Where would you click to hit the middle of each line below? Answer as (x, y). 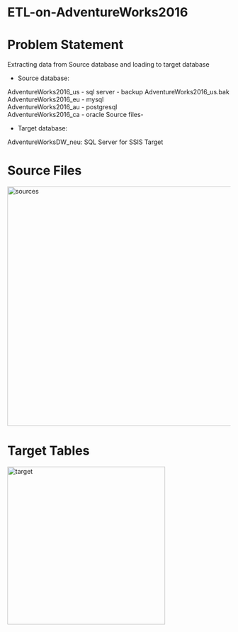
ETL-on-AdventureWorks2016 (98, 12)
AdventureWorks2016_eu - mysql (56, 99)
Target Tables (49, 451)
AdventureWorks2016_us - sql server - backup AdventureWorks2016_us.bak (119, 92)
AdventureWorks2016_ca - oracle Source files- (75, 115)
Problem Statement (66, 45)
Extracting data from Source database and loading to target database (109, 65)
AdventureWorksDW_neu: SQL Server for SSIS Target (85, 142)
